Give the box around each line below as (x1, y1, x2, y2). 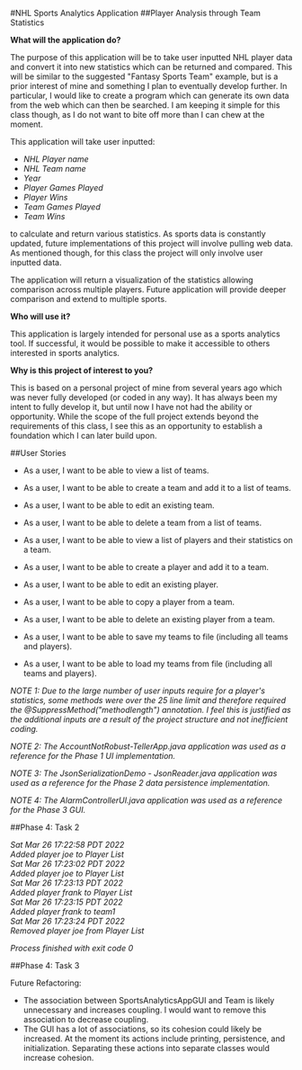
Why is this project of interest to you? (10, 365, 154, 376)
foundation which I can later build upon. (10, 431, 157, 441)
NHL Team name (22, 164, 86, 174)
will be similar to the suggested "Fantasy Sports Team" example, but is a (10, 71, 279, 82)
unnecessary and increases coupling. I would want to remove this (22, 1004, 267, 1015)
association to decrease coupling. (22, 1014, 149, 1024)
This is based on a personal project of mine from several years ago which (10, 382, 282, 393)
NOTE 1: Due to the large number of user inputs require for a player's (10, 685, 266, 696)
